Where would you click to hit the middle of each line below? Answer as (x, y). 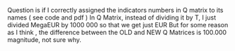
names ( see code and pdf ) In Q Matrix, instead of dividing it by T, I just (112, 17)
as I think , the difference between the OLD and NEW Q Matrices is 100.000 (117, 32)
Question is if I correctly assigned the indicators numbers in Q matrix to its (116, 10)
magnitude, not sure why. (44, 40)
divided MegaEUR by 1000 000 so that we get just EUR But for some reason (118, 25)
